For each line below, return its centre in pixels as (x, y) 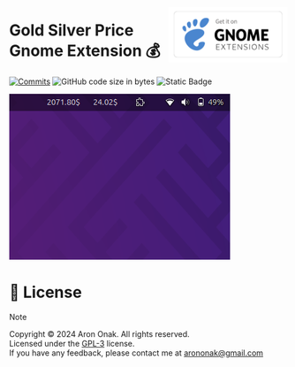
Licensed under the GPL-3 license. (72, 343)
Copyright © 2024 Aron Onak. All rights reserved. (99, 333)
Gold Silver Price (72, 31)
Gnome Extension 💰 (85, 51)
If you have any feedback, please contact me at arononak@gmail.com (136, 353)
